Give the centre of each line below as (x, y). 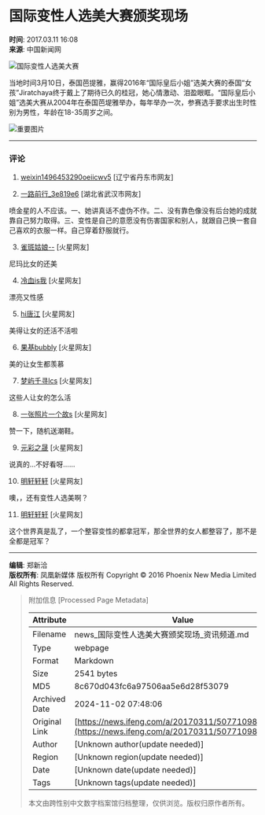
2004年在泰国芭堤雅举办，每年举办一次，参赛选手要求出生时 (151, 102)
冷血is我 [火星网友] (51, 281)
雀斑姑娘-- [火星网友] (55, 247)
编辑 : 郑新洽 (28, 565)
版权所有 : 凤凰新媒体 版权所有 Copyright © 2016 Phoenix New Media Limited (132, 575)
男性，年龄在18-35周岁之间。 (70, 112)
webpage (92, 648)
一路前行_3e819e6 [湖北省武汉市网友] (81, 194)
